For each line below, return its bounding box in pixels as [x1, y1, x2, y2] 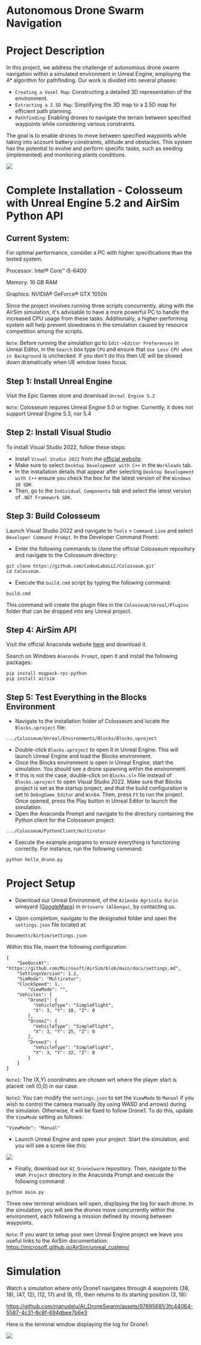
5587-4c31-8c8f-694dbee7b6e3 [6, 1309, 88, 1316]
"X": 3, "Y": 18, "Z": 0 [32, 1008, 95, 1014]
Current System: [6, 233, 70, 243]
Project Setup [6, 877, 76, 890]
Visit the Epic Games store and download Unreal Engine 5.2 [6, 392, 155, 399]
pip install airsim [6, 676, 55, 682]
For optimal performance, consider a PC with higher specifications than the [6, 249, 192, 256]
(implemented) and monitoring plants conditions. [6, 151, 127, 158]
